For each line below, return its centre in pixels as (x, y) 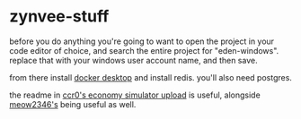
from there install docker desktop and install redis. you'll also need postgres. (150, 77)
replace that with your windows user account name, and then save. (133, 60)
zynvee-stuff (59, 17)
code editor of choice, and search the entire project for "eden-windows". (144, 50)
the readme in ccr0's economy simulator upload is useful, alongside (135, 95)
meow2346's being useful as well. (73, 104)
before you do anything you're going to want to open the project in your (142, 41)
